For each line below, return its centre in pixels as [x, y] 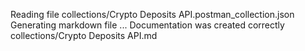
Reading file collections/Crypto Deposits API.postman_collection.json [152, 14]
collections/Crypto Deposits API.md [84, 35]
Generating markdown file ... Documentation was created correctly [147, 25]
